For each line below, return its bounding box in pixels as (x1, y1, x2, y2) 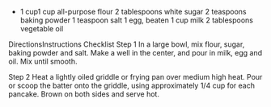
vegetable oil (19, 24, 64, 33)
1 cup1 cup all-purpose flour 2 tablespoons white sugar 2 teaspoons (19, 7, 247, 16)
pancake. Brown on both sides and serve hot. (8, 89, 160, 99)
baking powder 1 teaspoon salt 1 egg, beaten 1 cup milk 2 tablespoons (19, 15, 253, 25)
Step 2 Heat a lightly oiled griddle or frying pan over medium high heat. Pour (8, 72, 263, 81)
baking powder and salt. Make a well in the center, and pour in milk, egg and (8, 48, 263, 57)
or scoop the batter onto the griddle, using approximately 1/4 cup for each (8, 80, 255, 90)
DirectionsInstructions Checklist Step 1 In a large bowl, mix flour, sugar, (8, 39, 245, 49)
